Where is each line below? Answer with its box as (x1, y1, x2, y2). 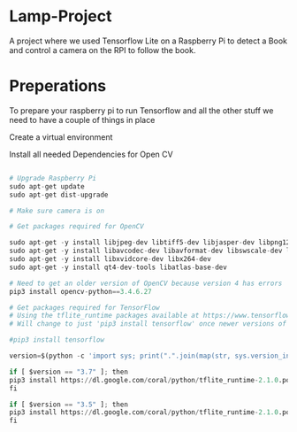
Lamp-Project (9, 6, 112, 27)
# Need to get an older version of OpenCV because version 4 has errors (9, 279, 283, 288)
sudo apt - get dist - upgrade (9, 190, 109, 199)
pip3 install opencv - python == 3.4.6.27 (9, 287, 152, 296)
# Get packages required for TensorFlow (9, 303, 161, 312)
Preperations (9, 76, 107, 96)
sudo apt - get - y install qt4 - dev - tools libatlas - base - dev (9, 263, 227, 272)
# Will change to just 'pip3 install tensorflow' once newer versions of (9, 320, 287, 328)
